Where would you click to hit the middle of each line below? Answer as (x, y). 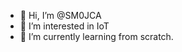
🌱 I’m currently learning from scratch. (96, 36)
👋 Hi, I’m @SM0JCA (60, 15)
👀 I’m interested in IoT (64, 26)
